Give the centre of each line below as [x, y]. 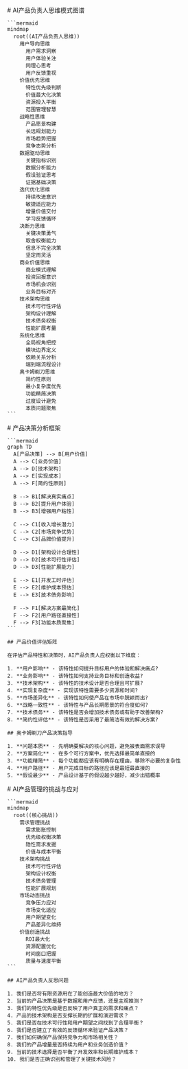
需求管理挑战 [35, 823]
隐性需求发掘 [41, 845]
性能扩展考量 [41, 328]
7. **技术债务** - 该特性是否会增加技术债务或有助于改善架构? [85, 712]
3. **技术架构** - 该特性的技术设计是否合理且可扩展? [75, 683]
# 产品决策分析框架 [34, 428]
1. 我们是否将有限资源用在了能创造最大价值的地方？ [70, 994]
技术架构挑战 [35, 859]
